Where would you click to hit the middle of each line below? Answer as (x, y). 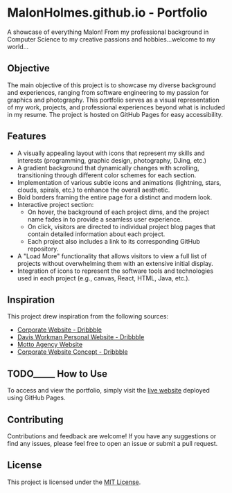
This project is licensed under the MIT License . (74, 482)
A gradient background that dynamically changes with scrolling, (108, 168)
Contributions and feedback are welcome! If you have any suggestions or (112, 436)
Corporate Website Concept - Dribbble (72, 352)
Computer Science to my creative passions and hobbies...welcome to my (111, 39)
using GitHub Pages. (36, 398)
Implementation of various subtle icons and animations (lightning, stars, (119, 182)
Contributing (35, 419)
